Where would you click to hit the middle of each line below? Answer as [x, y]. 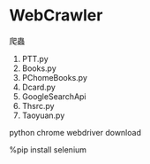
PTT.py [35, 59]
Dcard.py [38, 87]
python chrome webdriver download [75, 132]
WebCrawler [56, 16]
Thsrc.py [38, 105]
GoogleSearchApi [54, 96]
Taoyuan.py [43, 115]
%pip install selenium [48, 149]
